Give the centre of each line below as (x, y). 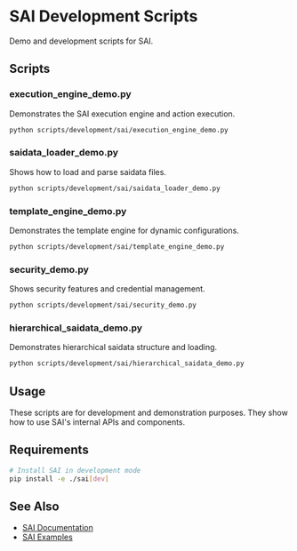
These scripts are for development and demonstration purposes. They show (149, 412)
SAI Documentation (57, 528)
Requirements (49, 450)
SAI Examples (47, 537)
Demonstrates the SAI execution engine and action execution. (122, 114)
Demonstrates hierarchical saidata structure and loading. (113, 347)
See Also (34, 506)
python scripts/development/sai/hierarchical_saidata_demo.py (127, 363)
